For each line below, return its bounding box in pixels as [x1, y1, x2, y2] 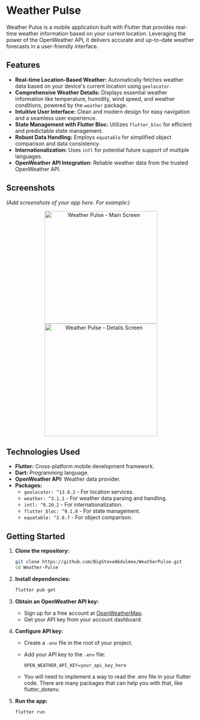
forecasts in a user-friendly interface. [6, 43, 98, 50]
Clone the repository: [14, 548, 70, 555]
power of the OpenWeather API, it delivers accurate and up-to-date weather [6, 36, 194, 43]
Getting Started [6, 531, 65, 542]
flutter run [14, 709, 45, 715]
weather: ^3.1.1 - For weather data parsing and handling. [23, 495, 167, 502]
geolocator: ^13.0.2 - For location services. [23, 488, 134, 496]
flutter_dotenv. [23, 686, 60, 693]
